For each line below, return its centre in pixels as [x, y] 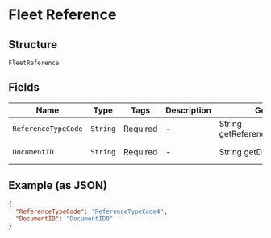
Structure [33, 45]
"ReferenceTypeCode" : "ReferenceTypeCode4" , [92, 211]
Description [188, 110]
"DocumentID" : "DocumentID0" [65, 219]
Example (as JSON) [58, 185]
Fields [24, 87]
